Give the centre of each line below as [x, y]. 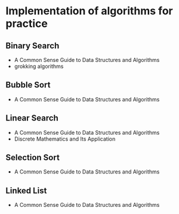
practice [27, 24]
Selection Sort [33, 158]
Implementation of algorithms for [89, 11]
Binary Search [33, 46]
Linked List [26, 190]
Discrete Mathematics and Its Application [65, 139]
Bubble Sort [28, 85]
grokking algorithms [39, 66]
